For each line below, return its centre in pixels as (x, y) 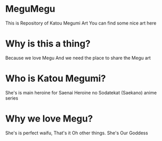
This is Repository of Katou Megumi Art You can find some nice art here (81, 23)
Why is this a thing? (48, 44)
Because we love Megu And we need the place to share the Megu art (78, 58)
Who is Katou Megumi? (56, 78)
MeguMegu (30, 9)
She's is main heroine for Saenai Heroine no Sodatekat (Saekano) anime (81, 92)
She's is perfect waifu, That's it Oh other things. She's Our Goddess (77, 133)
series (12, 98)
